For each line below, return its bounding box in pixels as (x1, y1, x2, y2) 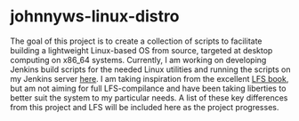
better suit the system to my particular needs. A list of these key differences (10, 92, 288, 103)
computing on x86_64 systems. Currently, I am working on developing (10, 54, 267, 65)
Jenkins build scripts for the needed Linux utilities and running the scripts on (10, 64, 291, 75)
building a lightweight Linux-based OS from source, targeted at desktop (10, 44, 273, 55)
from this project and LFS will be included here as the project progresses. (10, 101, 279, 112)
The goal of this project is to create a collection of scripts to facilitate (10, 36, 263, 46)
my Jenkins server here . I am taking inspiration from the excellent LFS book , (10, 73, 289, 84)
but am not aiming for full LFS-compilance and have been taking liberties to (10, 83, 287, 93)
